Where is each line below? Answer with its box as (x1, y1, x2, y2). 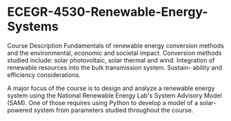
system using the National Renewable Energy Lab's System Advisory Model (7, 91, 222, 100)
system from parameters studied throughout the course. (33, 106, 194, 114)
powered (7, 106, 32, 114)
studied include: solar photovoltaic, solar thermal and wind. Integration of (7, 56, 215, 64)
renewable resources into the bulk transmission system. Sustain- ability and (7, 63, 223, 71)
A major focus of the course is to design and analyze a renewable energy (7, 84, 215, 92)
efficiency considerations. (7, 70, 81, 79)
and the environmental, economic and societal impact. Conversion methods (7, 49, 222, 57)
